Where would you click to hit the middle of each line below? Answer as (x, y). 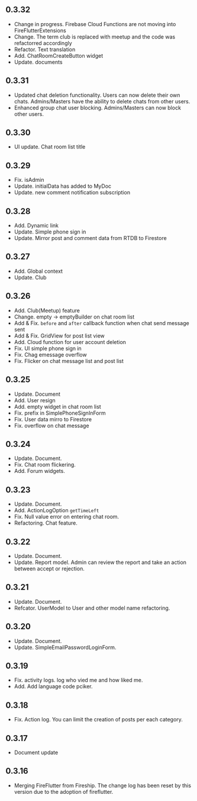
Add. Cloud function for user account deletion (70, 342)
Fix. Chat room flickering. (45, 465)
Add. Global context (38, 271)
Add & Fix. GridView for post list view (59, 336)
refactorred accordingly (43, 43)
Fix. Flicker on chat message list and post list (69, 361)
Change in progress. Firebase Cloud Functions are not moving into (95, 24)
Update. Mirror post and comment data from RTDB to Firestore (90, 238)
